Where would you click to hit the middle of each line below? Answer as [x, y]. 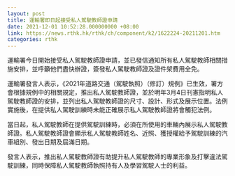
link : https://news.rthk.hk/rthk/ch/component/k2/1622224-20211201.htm [114, 33]
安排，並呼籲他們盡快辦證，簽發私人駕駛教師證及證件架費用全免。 [108, 69]
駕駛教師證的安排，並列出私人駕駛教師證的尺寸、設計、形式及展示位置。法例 [117, 101]
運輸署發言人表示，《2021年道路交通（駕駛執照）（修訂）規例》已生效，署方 [115, 83]
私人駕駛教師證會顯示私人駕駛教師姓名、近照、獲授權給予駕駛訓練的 [123, 134]
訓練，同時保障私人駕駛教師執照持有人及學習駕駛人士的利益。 [102, 166]
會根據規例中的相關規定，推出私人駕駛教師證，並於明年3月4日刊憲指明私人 [115, 93]
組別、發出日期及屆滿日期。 [53, 142]
